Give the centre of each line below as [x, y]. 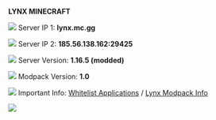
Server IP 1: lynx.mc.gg [57, 28]
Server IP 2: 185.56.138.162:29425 [75, 44]
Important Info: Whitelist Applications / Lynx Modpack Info [113, 93]
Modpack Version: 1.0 [54, 77]
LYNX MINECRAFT [39, 11]
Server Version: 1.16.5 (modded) [71, 60]
